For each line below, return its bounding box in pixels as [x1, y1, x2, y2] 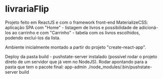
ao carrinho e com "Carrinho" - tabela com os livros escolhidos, [12, 30, 140, 35]
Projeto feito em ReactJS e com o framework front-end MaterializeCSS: [5, 19, 148, 25]
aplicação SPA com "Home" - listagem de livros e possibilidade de [5, 24, 138, 30]
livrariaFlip [5, 3, 49, 15]
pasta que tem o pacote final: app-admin [5, 64, 87, 70]
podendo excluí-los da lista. [5, 35, 61, 41]
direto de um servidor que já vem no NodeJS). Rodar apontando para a [5, 59, 147, 64]
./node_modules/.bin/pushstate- [87, 64, 152, 70]
